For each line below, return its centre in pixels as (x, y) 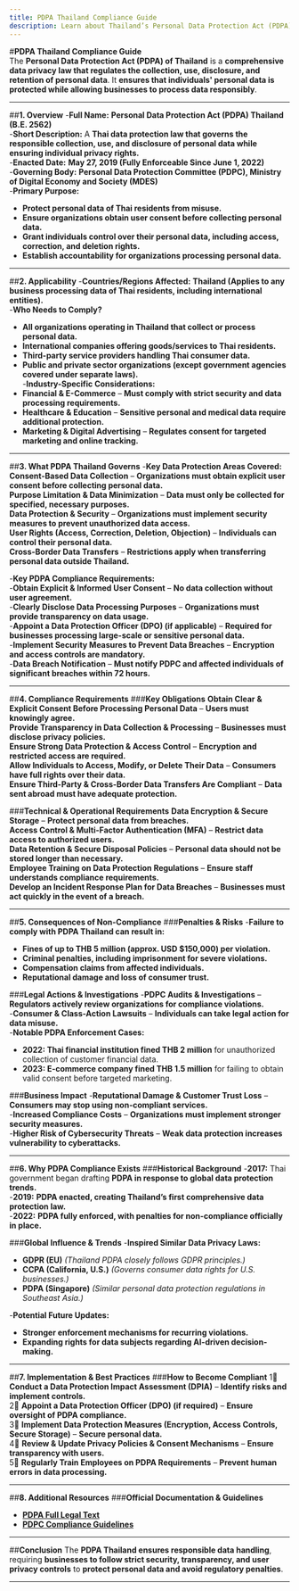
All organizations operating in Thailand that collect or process (139, 327)
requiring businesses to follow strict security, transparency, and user (139, 1559)
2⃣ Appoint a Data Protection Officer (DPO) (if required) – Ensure (131, 1405)
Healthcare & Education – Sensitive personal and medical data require (154, 412)
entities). (27, 300)
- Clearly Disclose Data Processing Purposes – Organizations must (134, 607)
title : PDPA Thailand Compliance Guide (83, 17)
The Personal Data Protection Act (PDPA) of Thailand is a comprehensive (147, 61)
